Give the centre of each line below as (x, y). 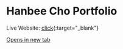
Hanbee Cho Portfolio (62, 11)
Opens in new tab (28, 39)
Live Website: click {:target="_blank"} (53, 28)
